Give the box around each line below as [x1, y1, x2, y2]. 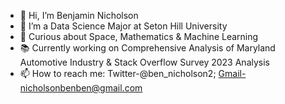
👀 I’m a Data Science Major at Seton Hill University [19, 20, 228, 32]
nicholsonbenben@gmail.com [19, 82, 143, 94]
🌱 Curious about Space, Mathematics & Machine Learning [19, 31, 259, 42]
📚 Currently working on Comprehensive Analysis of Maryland [19, 42, 276, 54]
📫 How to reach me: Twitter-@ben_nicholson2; [19, 68, 217, 79]
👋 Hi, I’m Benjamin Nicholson [19, 10, 139, 21]
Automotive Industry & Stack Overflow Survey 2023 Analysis [19, 56, 270, 68]
